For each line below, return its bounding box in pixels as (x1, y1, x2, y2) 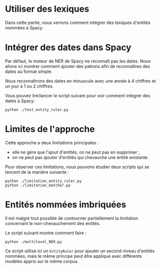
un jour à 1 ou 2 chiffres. (5, 83, 54, 89)
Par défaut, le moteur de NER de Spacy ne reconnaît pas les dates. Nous (5, 58, 151, 64)
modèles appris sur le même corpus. (5, 258, 79, 264)
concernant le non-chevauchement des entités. (5, 220, 101, 226)
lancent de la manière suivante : (5, 169, 69, 175)
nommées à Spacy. (5, 24, 44, 30)
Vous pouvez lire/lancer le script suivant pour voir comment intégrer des (5, 92, 150, 98)
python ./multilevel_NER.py (5, 239, 62, 244)
